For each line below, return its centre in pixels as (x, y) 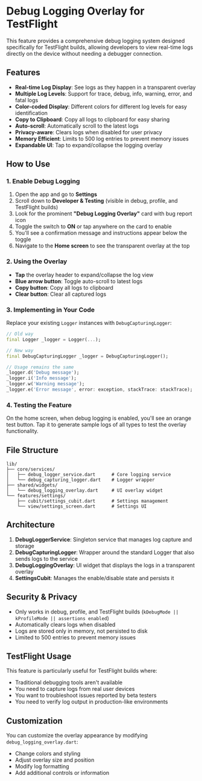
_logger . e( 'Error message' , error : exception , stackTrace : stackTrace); (99, 390)
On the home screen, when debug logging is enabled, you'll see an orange (99, 418)
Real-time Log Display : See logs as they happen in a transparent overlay (105, 87)
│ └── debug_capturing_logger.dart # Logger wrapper (80, 480)
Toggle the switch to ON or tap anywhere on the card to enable (93, 227)
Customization (35, 721)
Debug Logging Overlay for (75, 11)
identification (31, 113)
